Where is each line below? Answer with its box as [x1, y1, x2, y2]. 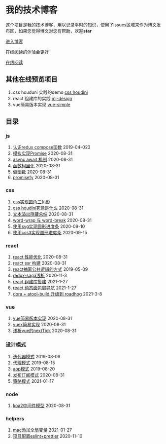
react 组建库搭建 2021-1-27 [12, 279, 68, 285]
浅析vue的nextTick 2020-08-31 [12, 328, 77, 333]
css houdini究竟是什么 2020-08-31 [12, 205, 84, 211]
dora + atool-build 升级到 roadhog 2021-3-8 [12, 291, 102, 297]
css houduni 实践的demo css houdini [12, 89, 88, 95]
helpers [5, 415, 25, 422]
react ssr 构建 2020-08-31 [12, 260, 66, 266]
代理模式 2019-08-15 [12, 360, 55, 366]
